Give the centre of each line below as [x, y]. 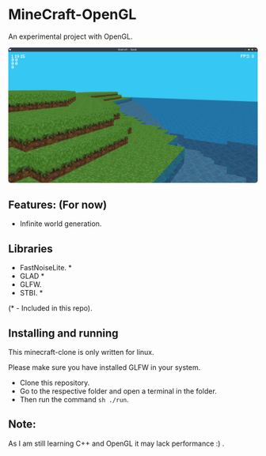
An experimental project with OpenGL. [70, 36]
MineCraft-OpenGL [72, 15]
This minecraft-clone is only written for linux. [81, 352]
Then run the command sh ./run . [74, 400]
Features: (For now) [58, 204]
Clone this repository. [55, 383]
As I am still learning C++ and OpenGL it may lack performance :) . [116, 443]
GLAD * [32, 276]
